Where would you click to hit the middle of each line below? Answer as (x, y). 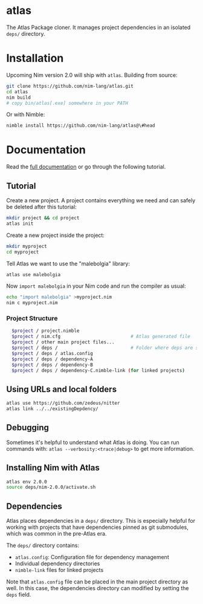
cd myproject (23, 252)
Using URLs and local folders (61, 389)
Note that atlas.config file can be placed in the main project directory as (97, 582)
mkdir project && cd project (43, 218)
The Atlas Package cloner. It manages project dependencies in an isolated (98, 27)
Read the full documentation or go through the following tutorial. (86, 167)
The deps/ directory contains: (43, 545)
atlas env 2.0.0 (27, 482)
